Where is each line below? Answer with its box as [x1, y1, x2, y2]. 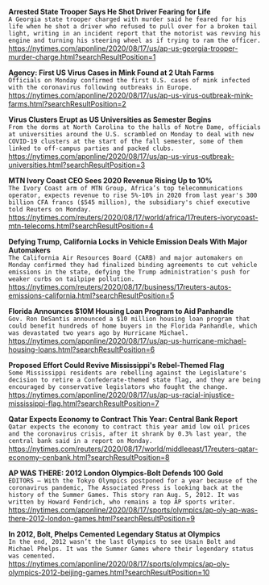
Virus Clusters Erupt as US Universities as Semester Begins [8, 115, 212, 124]
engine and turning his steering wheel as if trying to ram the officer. [8, 36, 262, 44]
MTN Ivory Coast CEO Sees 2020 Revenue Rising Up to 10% [8, 176, 213, 185]
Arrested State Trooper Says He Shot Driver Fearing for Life [8, 7, 211, 16]
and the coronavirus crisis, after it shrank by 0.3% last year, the [8, 430, 247, 438]
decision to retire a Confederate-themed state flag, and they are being [8, 376, 262, 384]
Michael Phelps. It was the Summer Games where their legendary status [8, 545, 254, 553]
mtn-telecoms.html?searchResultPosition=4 [8, 221, 155, 231]
